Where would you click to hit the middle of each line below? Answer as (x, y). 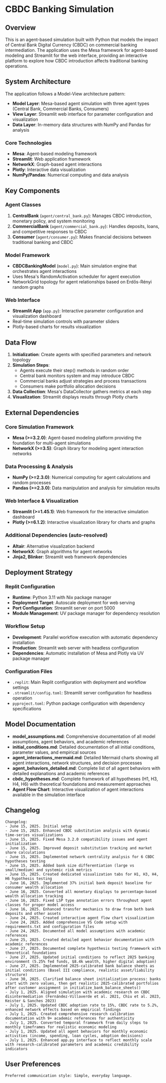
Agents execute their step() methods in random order (74, 371)
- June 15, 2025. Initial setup (39, 826)
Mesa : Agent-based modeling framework (55, 154)
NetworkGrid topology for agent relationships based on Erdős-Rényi (82, 282)
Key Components (33, 191)
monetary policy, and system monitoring (54, 221)
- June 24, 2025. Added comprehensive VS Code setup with (66, 922)
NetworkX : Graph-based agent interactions (57, 164)
